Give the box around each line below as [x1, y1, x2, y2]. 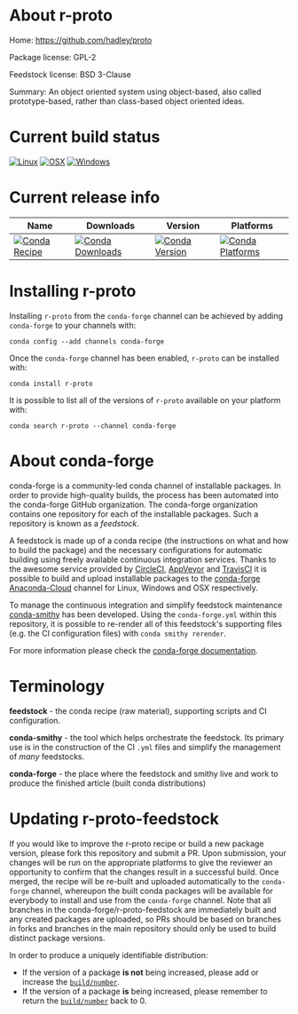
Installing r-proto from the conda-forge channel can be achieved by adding [9, 310, 284, 321]
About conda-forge [9, 450, 154, 471]
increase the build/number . [21, 976, 121, 986]
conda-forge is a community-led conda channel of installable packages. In [9, 480, 281, 491]
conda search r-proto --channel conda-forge [9, 421, 176, 431]
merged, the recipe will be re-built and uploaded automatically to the [9, 875, 260, 886]
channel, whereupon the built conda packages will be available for [30, 885, 273, 896]
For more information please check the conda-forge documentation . [9, 645, 259, 655]
